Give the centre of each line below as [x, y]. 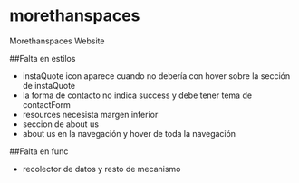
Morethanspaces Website [57, 41]
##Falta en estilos [43, 58]
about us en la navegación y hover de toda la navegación [129, 133]
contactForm [46, 104]
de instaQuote [49, 85]
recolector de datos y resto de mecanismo [101, 169]
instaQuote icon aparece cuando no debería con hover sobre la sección [156, 76]
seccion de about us [61, 124]
